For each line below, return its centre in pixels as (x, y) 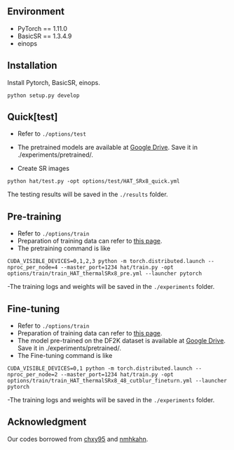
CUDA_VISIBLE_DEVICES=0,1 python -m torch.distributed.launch (100, 368)
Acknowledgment (47, 422)
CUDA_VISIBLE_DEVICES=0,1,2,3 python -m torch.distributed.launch (106, 262)
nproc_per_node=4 (33, 268)
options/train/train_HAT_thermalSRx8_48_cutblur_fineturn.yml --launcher (117, 381)
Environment (36, 12)
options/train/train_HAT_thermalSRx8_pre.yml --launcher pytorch (104, 274)
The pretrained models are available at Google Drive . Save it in (108, 148)
